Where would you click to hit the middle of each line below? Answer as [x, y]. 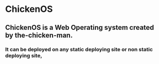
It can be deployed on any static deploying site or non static [79, 49]
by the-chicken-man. [39, 35]
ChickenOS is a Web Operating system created [79, 28]
